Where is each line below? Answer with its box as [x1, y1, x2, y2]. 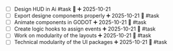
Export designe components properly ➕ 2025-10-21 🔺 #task [14, 12, 160, 19]
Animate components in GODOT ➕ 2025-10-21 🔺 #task [14, 19, 147, 26]
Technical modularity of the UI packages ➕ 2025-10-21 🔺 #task [14, 39, 168, 46]
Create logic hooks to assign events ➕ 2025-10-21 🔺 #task [14, 25, 156, 32]
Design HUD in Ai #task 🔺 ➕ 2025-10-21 [14, 6, 111, 12]
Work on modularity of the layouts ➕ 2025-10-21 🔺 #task [14, 32, 152, 39]
